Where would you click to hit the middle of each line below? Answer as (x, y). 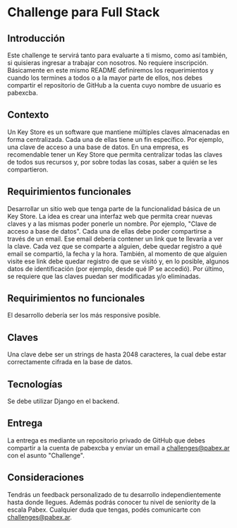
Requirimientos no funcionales (76, 298)
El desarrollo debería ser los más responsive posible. (84, 316)
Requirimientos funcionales (69, 192)
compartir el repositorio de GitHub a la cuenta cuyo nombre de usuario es (114, 85)
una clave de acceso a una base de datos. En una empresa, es (98, 147)
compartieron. (28, 169)
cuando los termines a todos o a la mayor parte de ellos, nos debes (105, 78)
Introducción (36, 38)
